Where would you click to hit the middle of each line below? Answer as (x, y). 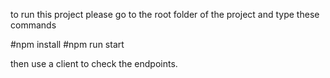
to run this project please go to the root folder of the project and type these (165, 14)
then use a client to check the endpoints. (94, 63)
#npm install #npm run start (67, 44)
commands (33, 25)
